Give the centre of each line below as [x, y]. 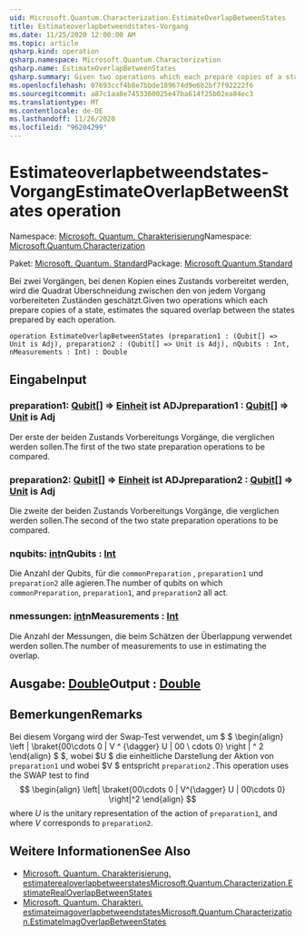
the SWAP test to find [49, 775]
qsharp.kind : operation [54, 52]
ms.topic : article [44, 43]
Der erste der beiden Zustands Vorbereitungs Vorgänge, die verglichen [142, 437]
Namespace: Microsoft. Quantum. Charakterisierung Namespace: [131, 236]
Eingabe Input [48, 380]
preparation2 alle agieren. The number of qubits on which [116, 583]
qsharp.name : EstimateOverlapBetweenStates [93, 69]
